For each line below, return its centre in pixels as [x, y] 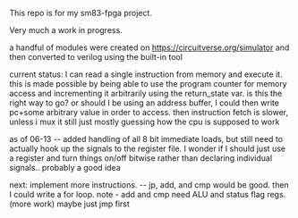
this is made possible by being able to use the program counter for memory [149, 84]
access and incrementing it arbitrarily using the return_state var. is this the [146, 93]
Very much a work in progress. [66, 30]
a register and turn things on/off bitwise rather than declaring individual [141, 158]
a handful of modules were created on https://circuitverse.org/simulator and [149, 47]
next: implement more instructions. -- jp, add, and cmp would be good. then [149, 185]
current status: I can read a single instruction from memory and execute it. [146, 74]
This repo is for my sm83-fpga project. [81, 13]
